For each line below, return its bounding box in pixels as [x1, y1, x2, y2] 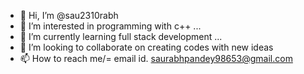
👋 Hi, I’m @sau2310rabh [19, 10, 119, 21]
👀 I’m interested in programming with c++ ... [19, 20, 202, 32]
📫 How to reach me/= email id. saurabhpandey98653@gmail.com [19, 53, 293, 64]
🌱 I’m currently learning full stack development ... [19, 31, 223, 42]
